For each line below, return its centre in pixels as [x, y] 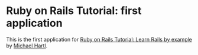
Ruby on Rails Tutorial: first [74, 11]
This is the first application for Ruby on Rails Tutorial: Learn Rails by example [99, 39]
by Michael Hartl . [27, 46]
